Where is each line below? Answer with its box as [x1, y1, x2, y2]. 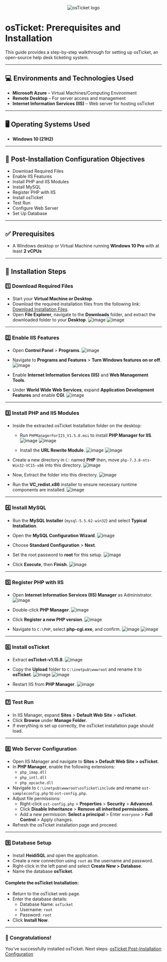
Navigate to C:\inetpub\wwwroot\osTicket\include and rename [12, 785, 141, 791]
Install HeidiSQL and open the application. [12, 852, 99, 858]
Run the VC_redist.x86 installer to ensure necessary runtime [12, 481, 137, 487]
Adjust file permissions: [12, 795, 61, 801]
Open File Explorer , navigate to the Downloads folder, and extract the [12, 311, 156, 317]
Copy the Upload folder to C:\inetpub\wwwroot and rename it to [12, 666, 142, 672]
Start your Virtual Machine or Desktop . [12, 295, 93, 301]
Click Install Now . [12, 917, 49, 923]
